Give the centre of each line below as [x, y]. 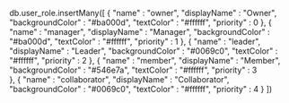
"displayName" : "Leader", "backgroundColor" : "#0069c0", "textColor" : [144, 51]
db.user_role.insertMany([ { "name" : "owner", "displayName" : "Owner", [143, 13]
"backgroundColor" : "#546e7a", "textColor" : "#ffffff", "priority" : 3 [133, 70]
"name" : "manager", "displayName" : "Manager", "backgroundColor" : [140, 32]
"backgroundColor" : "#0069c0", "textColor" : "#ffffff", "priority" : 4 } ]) [141, 89]
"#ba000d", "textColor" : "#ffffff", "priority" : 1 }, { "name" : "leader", [135, 41]
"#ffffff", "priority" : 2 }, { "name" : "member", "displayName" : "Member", [145, 60]
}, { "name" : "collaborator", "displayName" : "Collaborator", [119, 79]
